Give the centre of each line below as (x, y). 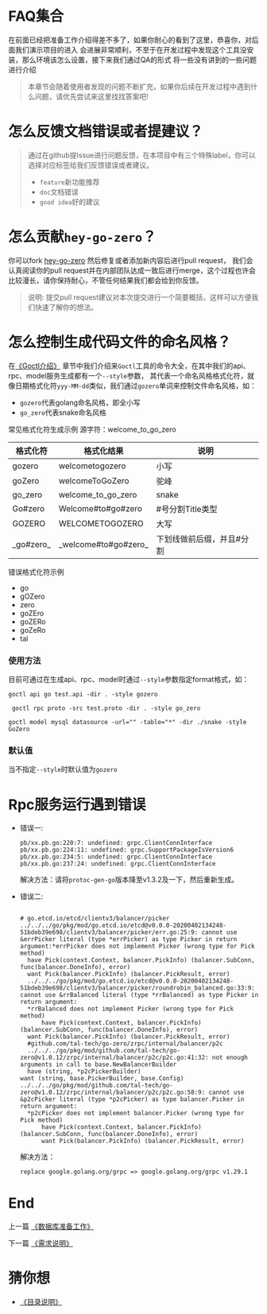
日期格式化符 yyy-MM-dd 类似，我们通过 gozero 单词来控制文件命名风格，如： (135, 386)
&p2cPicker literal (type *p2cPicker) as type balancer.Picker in (132, 1099)
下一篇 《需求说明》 (41, 1243)
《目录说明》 (41, 1302)
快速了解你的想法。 (66, 307)
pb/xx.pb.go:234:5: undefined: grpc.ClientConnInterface (116, 857)
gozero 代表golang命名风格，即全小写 (80, 402)
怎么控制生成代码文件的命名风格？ (120, 342)
